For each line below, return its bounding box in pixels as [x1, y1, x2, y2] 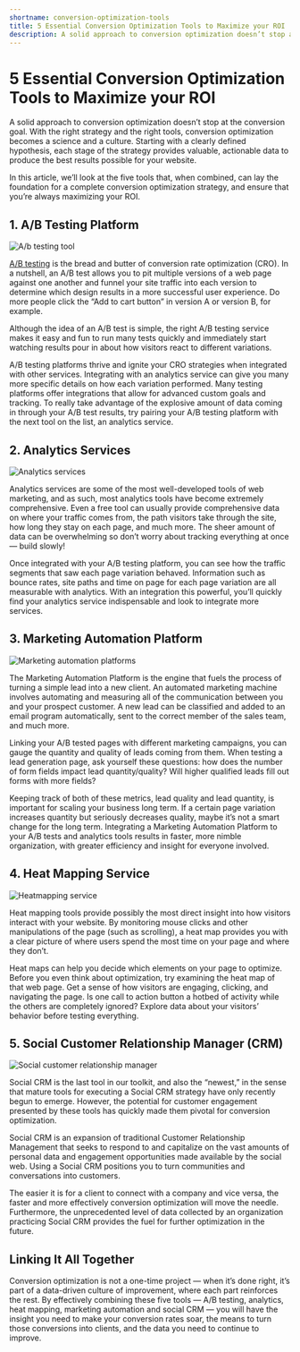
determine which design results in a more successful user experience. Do [9, 287, 280, 298]
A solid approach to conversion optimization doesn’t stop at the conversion [9, 117, 286, 128]
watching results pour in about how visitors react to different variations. [9, 342, 272, 353]
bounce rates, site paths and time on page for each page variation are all [9, 576, 277, 587]
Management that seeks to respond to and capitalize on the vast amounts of [9, 1142, 290, 1152]
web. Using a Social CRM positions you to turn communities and [9, 1161, 246, 1172]
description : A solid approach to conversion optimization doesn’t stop [9, 30, 286, 38]
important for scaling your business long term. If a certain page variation [9, 802, 276, 812]
